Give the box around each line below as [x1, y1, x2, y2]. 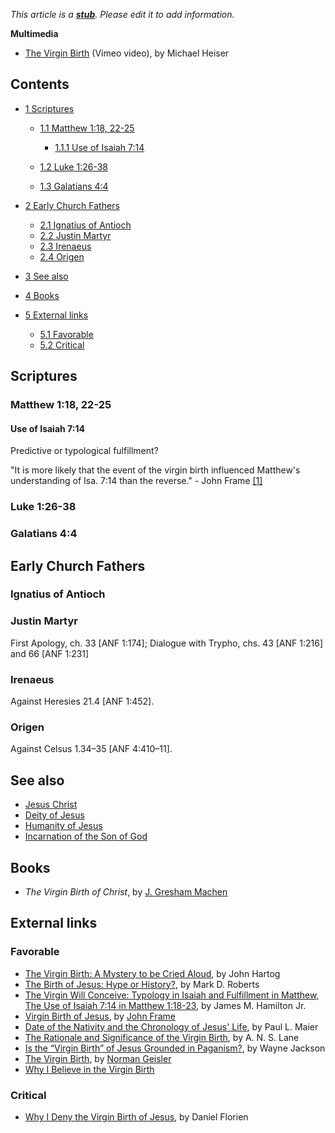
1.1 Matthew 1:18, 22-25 [39, 122, 135, 134]
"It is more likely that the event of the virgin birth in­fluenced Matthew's [10, 464, 301, 476]
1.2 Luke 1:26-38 [39, 160, 108, 173]
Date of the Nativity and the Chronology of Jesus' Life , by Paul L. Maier [24, 1020, 319, 1033]
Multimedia [10, 28, 59, 39]
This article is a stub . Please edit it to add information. [10, 9, 235, 20]
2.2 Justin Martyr [39, 229, 112, 241]
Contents [10, 76, 70, 93]
